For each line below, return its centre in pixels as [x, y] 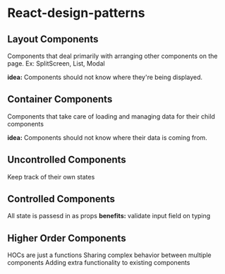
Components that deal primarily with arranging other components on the [112, 56]
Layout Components [53, 39]
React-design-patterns [76, 13]
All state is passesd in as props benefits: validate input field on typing [109, 216]
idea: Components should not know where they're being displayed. [105, 77]
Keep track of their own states [51, 177]
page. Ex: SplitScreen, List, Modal [56, 64]
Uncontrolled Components [67, 160]
